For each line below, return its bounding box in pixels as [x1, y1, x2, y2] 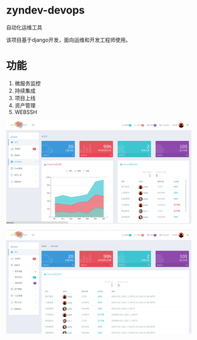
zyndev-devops [6, 4, 85, 17]
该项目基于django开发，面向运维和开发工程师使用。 [6, 36, 131, 43]
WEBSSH [14, 108, 37, 115]
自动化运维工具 [6, 24, 42, 31]
